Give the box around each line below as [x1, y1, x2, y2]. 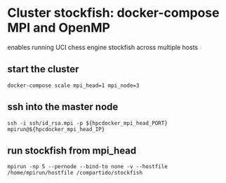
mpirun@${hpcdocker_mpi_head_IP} [7, 126, 105, 133]
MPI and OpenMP [7, 20, 111, 36]
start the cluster [7, 63, 79, 75]
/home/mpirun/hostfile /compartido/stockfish [7, 170, 142, 177]
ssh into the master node [7, 101, 119, 113]
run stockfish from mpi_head [7, 144, 137, 156]
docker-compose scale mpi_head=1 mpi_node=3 [7, 82, 140, 89]
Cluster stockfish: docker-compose [7, 5, 220, 21]
